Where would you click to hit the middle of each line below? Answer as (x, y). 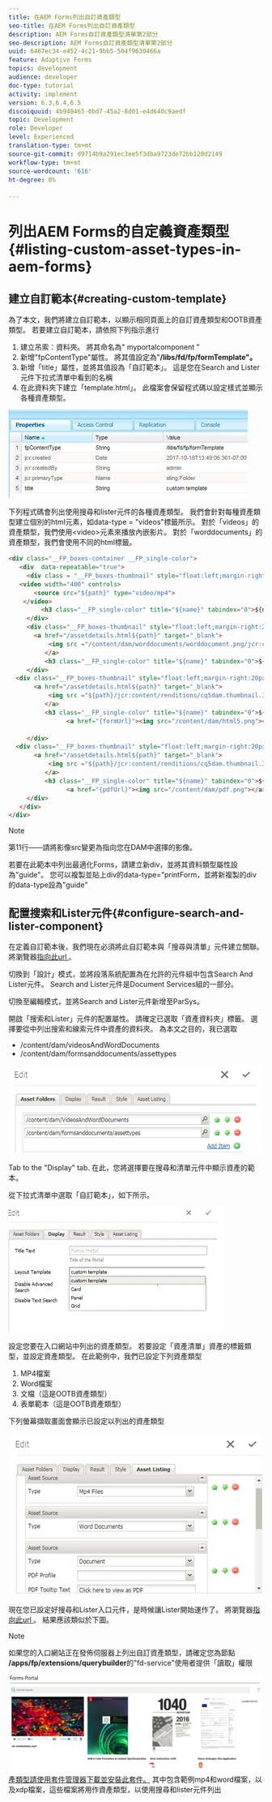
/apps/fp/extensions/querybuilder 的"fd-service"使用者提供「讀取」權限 (131, 1663)
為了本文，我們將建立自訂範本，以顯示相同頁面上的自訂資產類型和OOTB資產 (136, 320)
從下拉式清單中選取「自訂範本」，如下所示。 (81, 1195)
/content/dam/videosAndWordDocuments (90, 1045)
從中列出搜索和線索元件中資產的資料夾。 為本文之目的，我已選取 (130, 1029)
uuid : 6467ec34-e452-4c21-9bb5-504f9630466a (85, 51)
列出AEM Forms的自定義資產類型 (119, 232)
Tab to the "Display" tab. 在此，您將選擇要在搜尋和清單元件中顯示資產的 (128, 1168)
